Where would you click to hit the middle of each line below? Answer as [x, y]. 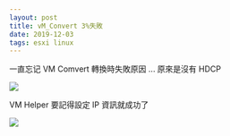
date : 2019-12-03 [42, 34]
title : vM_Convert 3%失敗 [56, 26]
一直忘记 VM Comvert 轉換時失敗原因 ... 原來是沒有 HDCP [115, 69]
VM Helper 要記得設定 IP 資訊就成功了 [79, 105]
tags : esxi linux [42, 42]
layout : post [34, 17]
